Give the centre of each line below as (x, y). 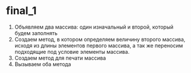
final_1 (21, 11)
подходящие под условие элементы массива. (72, 51)
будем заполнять (36, 33)
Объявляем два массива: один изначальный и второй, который (94, 27)
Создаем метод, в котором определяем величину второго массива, (100, 39)
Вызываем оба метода (43, 64)
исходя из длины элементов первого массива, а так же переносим (98, 46)
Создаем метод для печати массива (60, 58)
